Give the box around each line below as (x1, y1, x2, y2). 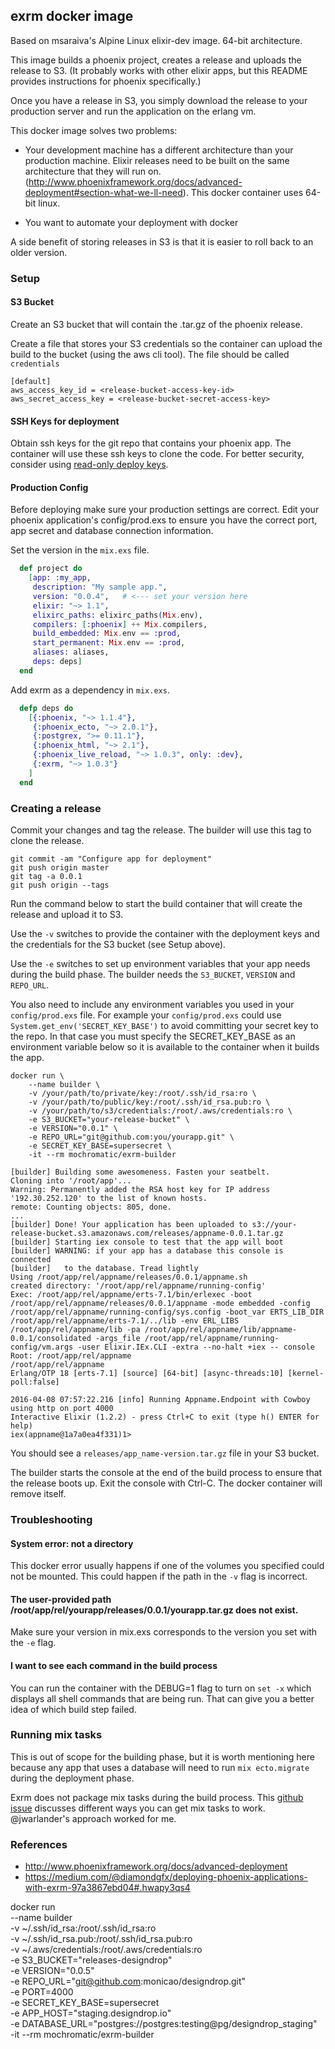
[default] (10, 376, 52, 386)
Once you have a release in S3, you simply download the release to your (10, 94, 308, 106)
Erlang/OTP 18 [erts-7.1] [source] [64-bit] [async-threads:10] (10, 1369, 284, 1379)
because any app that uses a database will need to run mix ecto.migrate (10, 1761, 310, 1773)
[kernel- (287, 1369, 325, 1379)
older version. (10, 246, 68, 258)
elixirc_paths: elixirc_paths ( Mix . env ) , (32, 610, 203, 620)
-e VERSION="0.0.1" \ (28, 1124, 118, 1134)
